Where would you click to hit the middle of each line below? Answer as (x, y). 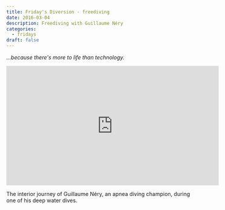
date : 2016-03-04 (28, 18)
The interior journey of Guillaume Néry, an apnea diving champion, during (98, 194)
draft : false (23, 40)
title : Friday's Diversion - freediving (58, 12)
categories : (21, 29)
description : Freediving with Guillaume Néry (65, 23)
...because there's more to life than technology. (65, 57)
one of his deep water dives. (42, 200)
